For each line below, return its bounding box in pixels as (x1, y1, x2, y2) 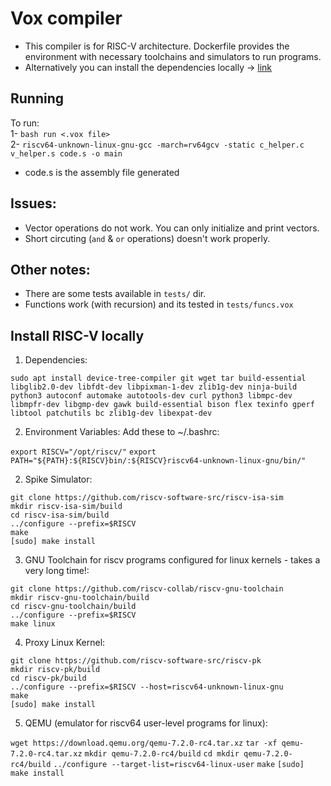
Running (10, 90, 65, 107)
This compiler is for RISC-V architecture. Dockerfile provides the (24, 40, 290, 52)
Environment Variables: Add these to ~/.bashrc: (24, 426, 220, 438)
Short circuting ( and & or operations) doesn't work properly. (24, 232, 271, 244)
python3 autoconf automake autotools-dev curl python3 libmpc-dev (10, 391, 293, 401)
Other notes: (10, 261, 91, 278)
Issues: (10, 195, 57, 212)
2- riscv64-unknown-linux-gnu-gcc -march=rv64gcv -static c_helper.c (10, 138, 305, 150)
